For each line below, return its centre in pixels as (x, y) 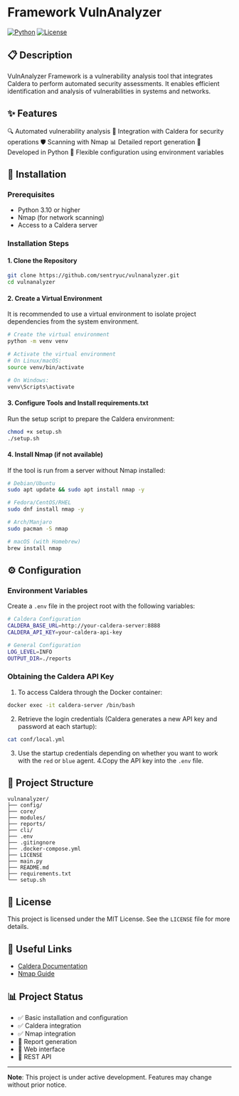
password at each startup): (57, 726)
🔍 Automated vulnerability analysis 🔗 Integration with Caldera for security (116, 131)
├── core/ (22, 812)
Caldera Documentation (52, 966)
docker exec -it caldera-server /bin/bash (71, 705)
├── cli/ (20, 830)
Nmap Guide (36, 974)
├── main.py (25, 861)
